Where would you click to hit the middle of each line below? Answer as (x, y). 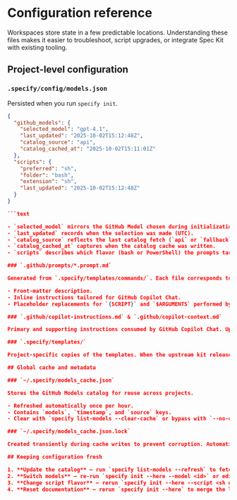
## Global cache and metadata (52, 368)
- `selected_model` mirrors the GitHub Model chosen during (98, 227)
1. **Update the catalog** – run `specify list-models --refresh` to (112, 470)
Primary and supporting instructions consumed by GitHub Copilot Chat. (115, 330)
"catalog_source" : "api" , (58, 142)
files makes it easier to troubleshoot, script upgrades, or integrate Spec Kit (116, 39)
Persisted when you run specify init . (62, 103)
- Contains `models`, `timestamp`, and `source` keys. (90, 412)
